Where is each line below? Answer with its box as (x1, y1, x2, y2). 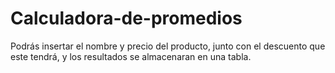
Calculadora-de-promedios (10, 7, 243, 30)
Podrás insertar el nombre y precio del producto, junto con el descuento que (10, 40, 326, 52)
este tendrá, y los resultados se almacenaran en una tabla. (10, 50, 252, 62)
